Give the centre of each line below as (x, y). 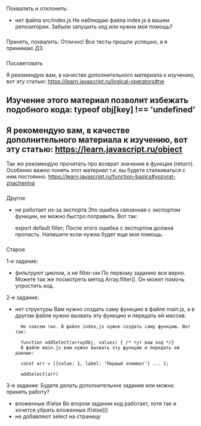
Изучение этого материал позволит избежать (97, 101)
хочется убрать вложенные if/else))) (61, 410)
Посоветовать (25, 63)
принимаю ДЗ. (25, 48)
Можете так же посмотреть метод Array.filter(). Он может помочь (100, 279)
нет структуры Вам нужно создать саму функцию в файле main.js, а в (105, 309)
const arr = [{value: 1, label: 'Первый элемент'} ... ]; (95, 363)
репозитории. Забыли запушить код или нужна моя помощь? (94, 27)
